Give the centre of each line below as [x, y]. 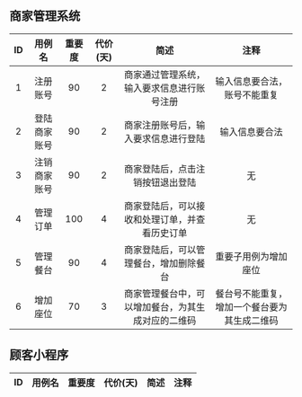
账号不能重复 [251, 94]
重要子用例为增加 [251, 256]
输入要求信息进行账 [165, 88]
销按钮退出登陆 [165, 182]
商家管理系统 [45, 16]
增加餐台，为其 [165, 306]
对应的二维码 [169, 320]
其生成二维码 [251, 320]
